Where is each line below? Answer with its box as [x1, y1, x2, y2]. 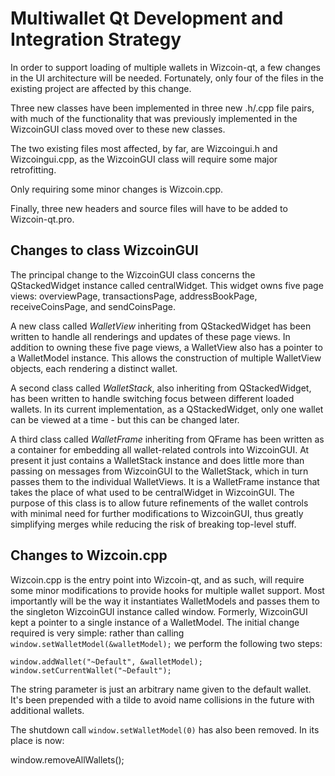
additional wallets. [10, 704, 85, 716]
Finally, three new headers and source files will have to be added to [10, 202, 288, 214]
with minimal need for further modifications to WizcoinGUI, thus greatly [10, 507, 304, 519]
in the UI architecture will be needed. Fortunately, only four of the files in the [10, 72, 324, 84]
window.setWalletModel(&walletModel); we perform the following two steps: [10, 637, 323, 649]
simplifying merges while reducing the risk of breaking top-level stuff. [10, 518, 297, 530]
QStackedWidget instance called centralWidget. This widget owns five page [10, 279, 324, 291]
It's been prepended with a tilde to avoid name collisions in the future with [10, 693, 315, 706]
